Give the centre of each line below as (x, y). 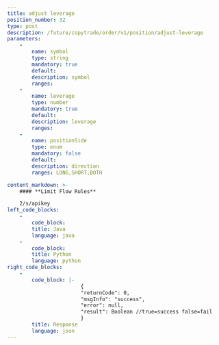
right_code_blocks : (35, 268)
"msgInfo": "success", (113, 299)
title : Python (52, 255)
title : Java (49, 229)
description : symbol (61, 77)
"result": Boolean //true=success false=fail (146, 312)
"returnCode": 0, (105, 293)
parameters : (24, 39)
